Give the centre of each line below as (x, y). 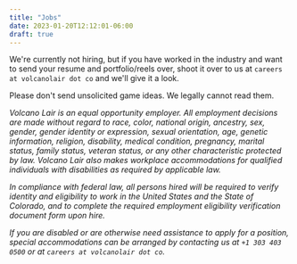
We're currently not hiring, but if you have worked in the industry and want (146, 60)
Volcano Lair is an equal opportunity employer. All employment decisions (144, 113)
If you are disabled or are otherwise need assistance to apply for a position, (149, 233)
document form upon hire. (57, 216)
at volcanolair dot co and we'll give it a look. (95, 78)
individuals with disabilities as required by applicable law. (115, 169)
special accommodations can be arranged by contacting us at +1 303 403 (145, 243)
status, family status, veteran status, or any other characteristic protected (145, 151)
